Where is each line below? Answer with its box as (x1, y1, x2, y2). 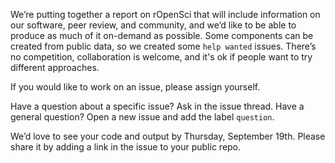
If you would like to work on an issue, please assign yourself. (10, 81, 261, 93)
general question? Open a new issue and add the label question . (10, 111, 275, 123)
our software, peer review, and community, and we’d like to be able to (10, 19, 297, 31)
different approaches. (10, 62, 100, 73)
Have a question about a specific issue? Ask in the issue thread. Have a (10, 100, 305, 112)
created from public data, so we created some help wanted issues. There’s (10, 40, 317, 52)
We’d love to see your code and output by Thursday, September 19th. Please (10, 130, 326, 142)
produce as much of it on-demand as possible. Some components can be (10, 30, 314, 41)
